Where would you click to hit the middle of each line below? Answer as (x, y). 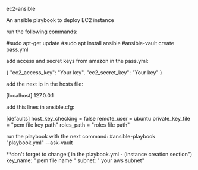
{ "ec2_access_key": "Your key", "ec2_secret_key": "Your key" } (84, 73)
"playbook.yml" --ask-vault (40, 143)
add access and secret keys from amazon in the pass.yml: (77, 61)
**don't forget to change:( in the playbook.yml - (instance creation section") (99, 154)
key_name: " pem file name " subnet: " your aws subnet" (75, 160)
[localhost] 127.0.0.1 (30, 95)
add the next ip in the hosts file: (45, 84)
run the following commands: (42, 32)
